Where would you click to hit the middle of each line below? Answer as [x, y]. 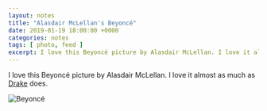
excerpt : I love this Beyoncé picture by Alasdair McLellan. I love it [129, 52]
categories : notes [39, 38]
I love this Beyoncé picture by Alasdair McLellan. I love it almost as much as [132, 75]
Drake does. [28, 83]
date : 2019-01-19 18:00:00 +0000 [64, 30]
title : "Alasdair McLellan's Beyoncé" [72, 23]
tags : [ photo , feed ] [46, 45]
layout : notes [32, 15]
